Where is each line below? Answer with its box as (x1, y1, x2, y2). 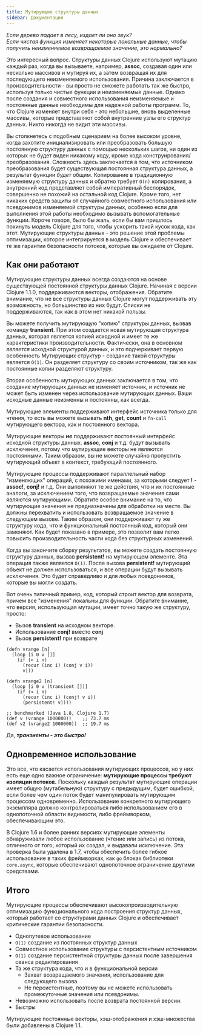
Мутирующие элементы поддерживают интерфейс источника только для (6, 408, 197, 415)
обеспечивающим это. (6, 817, 65, 824)
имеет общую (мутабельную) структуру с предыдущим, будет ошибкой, (6, 785, 195, 792)
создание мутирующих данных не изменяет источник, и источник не (6, 383, 186, 391)
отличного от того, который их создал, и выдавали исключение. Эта (6, 842, 184, 849)
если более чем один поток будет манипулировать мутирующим (6, 791, 176, 799)
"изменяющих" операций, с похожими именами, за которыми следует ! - (6, 476, 197, 484)
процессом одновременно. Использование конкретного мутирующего (6, 797, 191, 805)
